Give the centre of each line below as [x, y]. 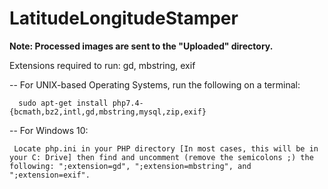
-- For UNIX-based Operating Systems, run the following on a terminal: [155, 84]
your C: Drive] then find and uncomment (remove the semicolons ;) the [161, 157]
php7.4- [128, 103]
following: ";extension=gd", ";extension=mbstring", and [130, 166]
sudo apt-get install [63, 103]
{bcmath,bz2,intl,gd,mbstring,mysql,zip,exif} [108, 112]
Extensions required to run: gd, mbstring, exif [102, 65]
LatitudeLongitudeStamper [124, 18]
